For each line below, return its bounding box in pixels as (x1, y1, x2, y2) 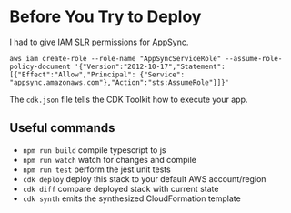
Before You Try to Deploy (9, 6, 202, 27)
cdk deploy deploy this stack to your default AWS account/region (22, 173, 266, 184)
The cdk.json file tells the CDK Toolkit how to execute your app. (9, 94, 248, 105)
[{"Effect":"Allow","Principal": (9, 70, 136, 79)
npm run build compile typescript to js (22, 144, 166, 156)
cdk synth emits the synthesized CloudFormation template (22, 193, 241, 204)
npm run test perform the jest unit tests (22, 164, 171, 175)
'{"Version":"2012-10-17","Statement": (74, 62, 226, 71)
